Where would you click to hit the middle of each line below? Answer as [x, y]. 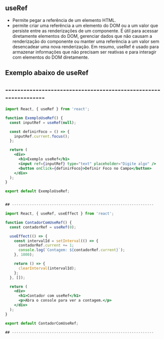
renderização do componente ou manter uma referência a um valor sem [86, 41]
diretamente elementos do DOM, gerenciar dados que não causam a [82, 36]
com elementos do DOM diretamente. [51, 57]
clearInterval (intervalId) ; [47, 268]
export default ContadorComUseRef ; [42, 323]
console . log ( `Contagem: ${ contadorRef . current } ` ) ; [72, 250]
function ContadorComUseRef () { [38, 223]
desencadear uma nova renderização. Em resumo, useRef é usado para [85, 46]
